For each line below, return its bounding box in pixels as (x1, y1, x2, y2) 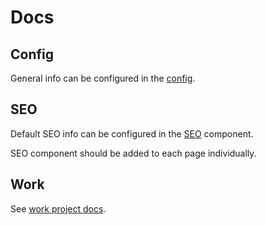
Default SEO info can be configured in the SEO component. (10, 127, 254, 140)
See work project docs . (10, 202, 107, 215)
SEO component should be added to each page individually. (10, 147, 257, 159)
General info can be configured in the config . (10, 72, 196, 84)
